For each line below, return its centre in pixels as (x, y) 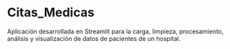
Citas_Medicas (51, 13)
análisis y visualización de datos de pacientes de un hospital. (94, 38)
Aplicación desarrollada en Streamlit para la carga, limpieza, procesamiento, (115, 31)
